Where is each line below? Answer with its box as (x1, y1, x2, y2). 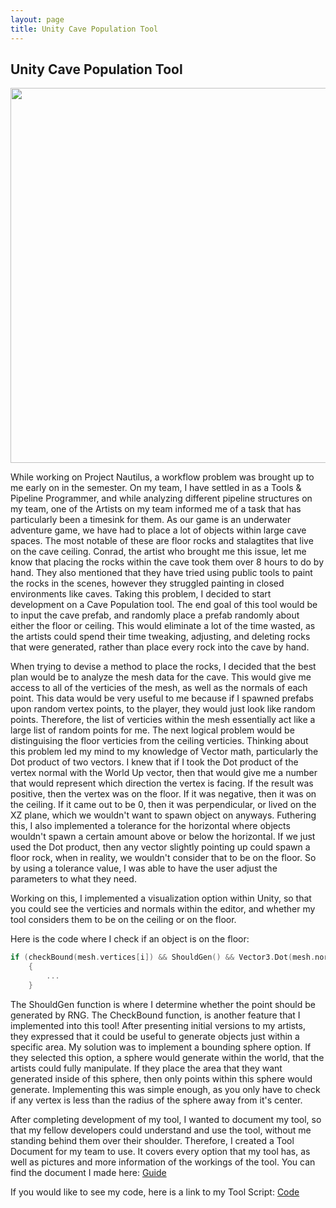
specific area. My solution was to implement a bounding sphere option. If (10, 1041, 312, 1053)
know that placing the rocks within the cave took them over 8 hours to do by (10, 556, 325, 568)
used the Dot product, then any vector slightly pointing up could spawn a (10, 841, 311, 853)
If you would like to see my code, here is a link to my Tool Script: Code (10, 1186, 300, 1198)
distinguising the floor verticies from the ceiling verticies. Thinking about (10, 735, 309, 747)
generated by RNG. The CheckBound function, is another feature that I (10, 1009, 301, 1021)
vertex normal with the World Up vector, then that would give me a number (10, 767, 318, 779)
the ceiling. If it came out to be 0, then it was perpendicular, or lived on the (10, 799, 317, 811)
